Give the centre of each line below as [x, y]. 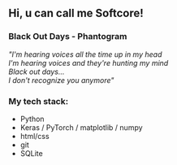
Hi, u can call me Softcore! [76, 13]
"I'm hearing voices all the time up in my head [85, 54]
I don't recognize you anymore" [61, 80]
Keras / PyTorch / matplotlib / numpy [82, 127]
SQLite [31, 153]
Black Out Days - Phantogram [68, 37]
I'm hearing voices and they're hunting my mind [88, 63]
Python [32, 119]
